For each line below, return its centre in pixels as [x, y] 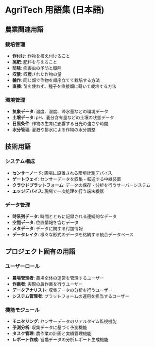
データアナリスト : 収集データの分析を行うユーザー [62, 290]
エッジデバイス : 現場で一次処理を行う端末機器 [58, 191]
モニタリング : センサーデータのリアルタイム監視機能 [64, 321]
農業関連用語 [24, 29]
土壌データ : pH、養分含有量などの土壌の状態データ [63, 117]
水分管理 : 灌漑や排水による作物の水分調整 [54, 130]
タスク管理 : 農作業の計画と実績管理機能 [52, 333]
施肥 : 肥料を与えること [34, 62]
